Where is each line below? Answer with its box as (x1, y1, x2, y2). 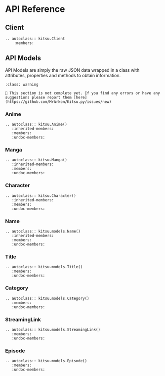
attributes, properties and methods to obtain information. (5, 72, 121, 78)
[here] (73, 95, 87, 100)
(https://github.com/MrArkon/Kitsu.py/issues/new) (5, 99, 112, 104)
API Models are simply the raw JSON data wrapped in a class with (5, 67, 140, 73)
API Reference (5, 3, 65, 15)
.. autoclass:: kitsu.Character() (5, 193, 77, 198)
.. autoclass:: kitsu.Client (5, 36, 65, 41)
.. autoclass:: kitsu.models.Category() (5, 296, 90, 301)
